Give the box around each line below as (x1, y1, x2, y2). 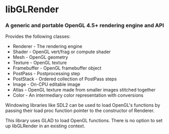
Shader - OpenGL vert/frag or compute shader (12, 49, 111, 55)
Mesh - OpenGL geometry (12, 54, 68, 60)
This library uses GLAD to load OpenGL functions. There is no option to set (5, 118, 163, 124)
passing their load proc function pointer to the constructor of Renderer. (5, 107, 155, 114)
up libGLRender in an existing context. (5, 123, 85, 129)
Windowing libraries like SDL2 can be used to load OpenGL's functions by (5, 102, 160, 108)
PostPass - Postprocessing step (12, 71, 80, 77)
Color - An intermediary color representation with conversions (12, 92, 144, 98)
